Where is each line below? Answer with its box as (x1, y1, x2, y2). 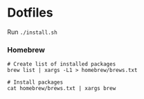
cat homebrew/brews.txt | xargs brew (7, 85, 116, 92)
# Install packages (7, 79, 64, 86)
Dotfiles (7, 5, 53, 21)
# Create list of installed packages (7, 61, 116, 68)
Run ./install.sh (7, 28, 57, 36)
